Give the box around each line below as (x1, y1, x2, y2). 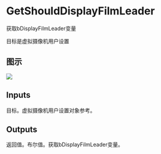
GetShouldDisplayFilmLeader (6, 4, 155, 18)
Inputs (6, 90, 31, 100)
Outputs (6, 124, 38, 134)
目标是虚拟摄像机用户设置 (6, 37, 69, 44)
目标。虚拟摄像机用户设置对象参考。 (6, 107, 96, 114)
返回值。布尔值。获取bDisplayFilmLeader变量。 (6, 141, 124, 148)
